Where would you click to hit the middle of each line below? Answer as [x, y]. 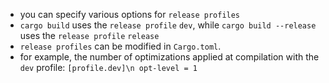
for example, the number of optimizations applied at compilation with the [169, 57]
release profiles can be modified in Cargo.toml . [120, 46]
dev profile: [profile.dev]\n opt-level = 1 [108, 67]
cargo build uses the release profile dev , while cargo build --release [168, 25]
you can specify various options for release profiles [130, 14]
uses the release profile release [89, 35]
